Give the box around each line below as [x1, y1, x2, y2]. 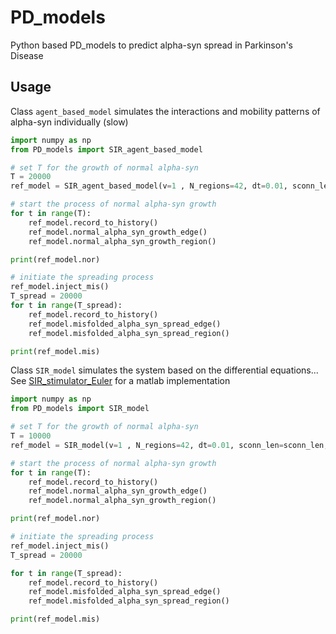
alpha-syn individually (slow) [10, 116, 129, 128]
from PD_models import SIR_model [10, 404, 150, 414]
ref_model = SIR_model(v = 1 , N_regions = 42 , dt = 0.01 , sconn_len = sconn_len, [10, 440, 329, 450]
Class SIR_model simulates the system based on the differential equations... [10, 364, 319, 376]
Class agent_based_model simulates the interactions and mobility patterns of [10, 105, 321, 117]
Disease [10, 49, 44, 61]
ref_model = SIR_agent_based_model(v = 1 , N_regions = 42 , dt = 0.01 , [10, 181, 288, 191]
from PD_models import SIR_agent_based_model [10, 144, 203, 155]
